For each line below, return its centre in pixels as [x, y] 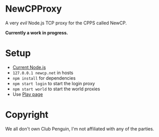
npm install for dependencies [44, 78]
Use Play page [28, 94]
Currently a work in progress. [37, 32]
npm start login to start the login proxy [54, 83]
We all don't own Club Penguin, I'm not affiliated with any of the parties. [80, 129]
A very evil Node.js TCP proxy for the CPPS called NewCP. [66, 23]
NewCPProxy [34, 9]
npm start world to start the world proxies [56, 89]
